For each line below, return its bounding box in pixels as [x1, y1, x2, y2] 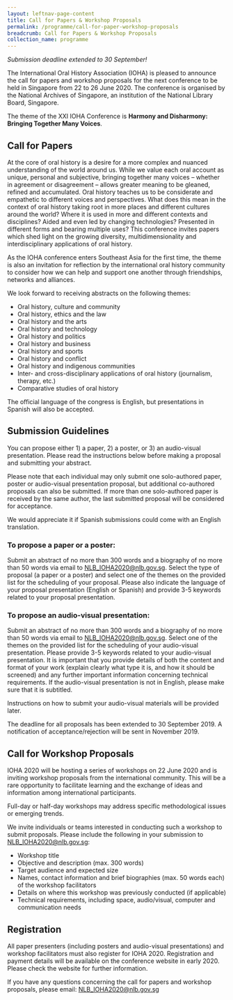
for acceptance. [7, 502, 53, 510]
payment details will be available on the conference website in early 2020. [7, 957, 220, 965]
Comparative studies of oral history [17, 384, 119, 392]
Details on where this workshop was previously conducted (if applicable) [17, 888, 227, 897]
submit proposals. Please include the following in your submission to [7, 830, 204, 839]
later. [7, 706, 22, 715]
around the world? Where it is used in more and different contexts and [7, 210, 208, 218]
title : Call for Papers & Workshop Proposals [7, 17, 141, 24]
